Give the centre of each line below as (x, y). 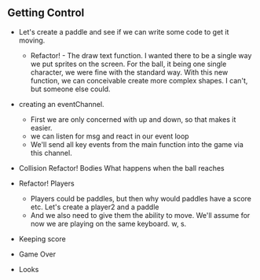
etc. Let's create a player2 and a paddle (95, 207)
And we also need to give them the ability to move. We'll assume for (140, 215)
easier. (41, 127)
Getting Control (46, 13)
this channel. (51, 153)
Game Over (37, 254)
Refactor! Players (47, 183)
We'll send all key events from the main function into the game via (137, 144)
